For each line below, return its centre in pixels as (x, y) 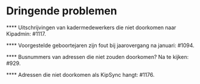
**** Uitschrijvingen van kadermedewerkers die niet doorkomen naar (91, 27)
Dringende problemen (62, 11)
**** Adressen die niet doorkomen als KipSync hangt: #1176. (81, 74)
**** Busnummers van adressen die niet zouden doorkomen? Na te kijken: (98, 57)
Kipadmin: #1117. (26, 33)
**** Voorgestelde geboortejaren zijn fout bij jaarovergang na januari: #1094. (100, 45)
